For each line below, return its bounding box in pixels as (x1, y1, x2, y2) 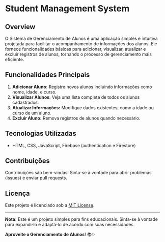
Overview (5, 23, 36, 31)
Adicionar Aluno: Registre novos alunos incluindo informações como (12, 84, 152, 90)
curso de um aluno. (12, 110, 52, 116)
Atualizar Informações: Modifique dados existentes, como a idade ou (12, 104, 154, 111)
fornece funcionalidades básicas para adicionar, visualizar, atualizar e (5, 46, 146, 52)
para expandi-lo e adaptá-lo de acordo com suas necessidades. (5, 222, 135, 228)
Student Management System (5, 3, 130, 14)
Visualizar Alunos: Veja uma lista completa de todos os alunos (12, 94, 140, 100)
